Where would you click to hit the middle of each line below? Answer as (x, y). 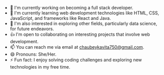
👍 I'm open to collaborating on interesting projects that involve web (80, 34)
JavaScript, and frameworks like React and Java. (60, 18)
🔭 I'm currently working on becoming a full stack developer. (71, 8)
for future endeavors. (32, 29)
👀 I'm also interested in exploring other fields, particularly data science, (84, 23)
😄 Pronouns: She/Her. (33, 54)
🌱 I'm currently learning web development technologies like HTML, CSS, (85, 13)
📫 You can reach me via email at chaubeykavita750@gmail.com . (77, 47)
